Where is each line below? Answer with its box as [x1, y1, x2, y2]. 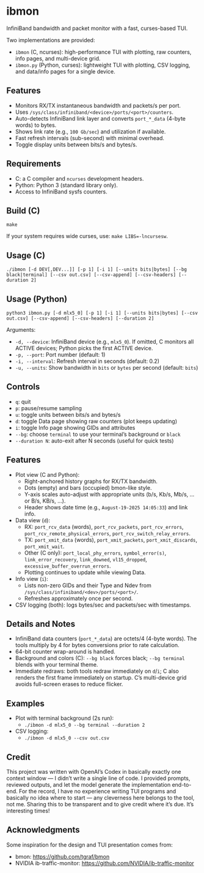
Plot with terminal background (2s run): [15, 714, 114, 722]
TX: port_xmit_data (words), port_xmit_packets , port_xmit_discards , [24, 536, 197, 543]
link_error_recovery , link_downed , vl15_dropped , [24, 555, 148, 563]
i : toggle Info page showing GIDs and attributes [15, 424, 136, 431]
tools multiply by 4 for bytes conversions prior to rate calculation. [15, 642, 180, 649]
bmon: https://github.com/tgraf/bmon [15, 853, 110, 860]
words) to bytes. [15, 121, 57, 129]
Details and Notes [6, 619, 75, 629]
